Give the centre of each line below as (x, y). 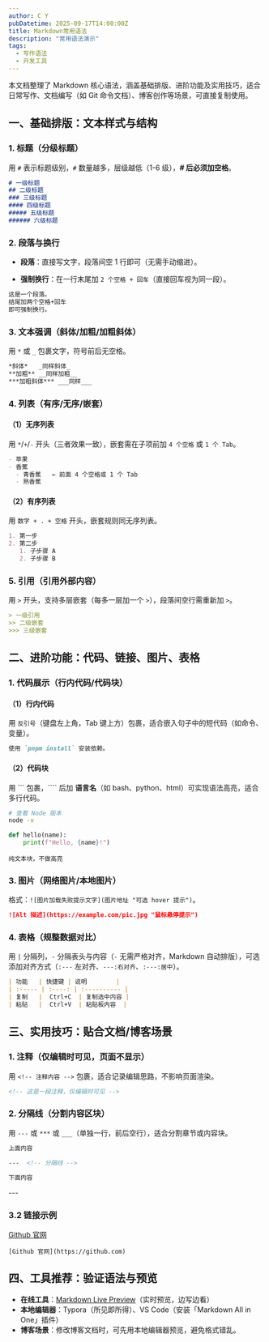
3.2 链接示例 (33, 1216)
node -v (21, 820)
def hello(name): (38, 835)
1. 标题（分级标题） (46, 148)
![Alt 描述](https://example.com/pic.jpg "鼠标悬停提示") (103, 915)
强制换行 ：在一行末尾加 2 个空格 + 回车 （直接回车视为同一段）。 (125, 279)
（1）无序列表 (32, 424)
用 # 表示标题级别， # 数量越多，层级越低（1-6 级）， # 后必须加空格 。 (122, 168)
